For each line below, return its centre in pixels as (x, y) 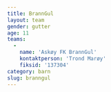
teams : (17, 39)
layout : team (26, 20)
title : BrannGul (30, 13)
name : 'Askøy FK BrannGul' (58, 53)
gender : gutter (29, 26)
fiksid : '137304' (44, 65)
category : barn (29, 71)
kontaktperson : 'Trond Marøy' (63, 59)
